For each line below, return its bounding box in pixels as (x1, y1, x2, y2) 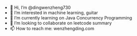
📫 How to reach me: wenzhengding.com (9, 26, 95, 31)
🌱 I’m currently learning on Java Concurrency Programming (9, 15, 133, 20)
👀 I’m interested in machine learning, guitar (9, 10, 98, 16)
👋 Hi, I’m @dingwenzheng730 (9, 5, 71, 10)
